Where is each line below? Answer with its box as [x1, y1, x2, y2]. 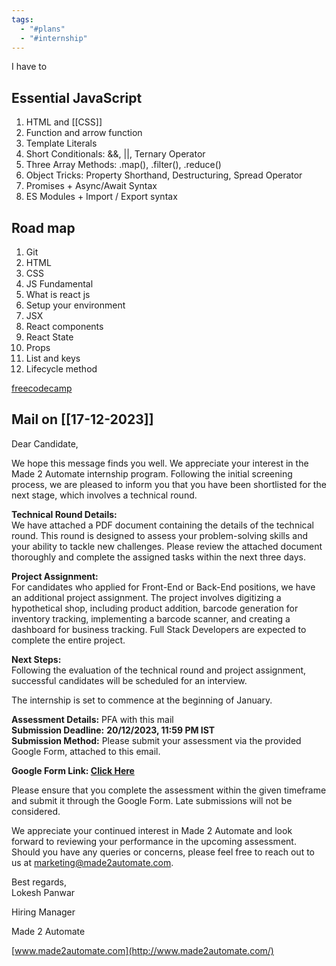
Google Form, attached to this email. [11, 745, 161, 757]
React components [25, 321, 104, 332]
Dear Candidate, [11, 437, 79, 450]
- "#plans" [20, 24, 66, 34]
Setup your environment [25, 299, 126, 311]
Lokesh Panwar [11, 886, 76, 898]
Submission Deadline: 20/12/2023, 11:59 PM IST [11, 724, 216, 736]
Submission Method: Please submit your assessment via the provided [11, 734, 302, 746]
